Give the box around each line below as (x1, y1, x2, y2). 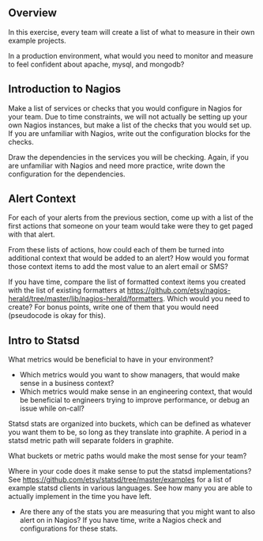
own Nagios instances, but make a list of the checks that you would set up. (8, 120, 252, 130)
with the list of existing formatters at (8, 286, 126, 295)
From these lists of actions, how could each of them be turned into (8, 245, 225, 255)
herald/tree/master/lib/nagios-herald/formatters (8, 294, 163, 304)
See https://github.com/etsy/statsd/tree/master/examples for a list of (8, 475, 232, 485)
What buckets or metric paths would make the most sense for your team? (8, 451, 247, 461)
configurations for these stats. (19, 524, 118, 533)
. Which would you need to (163, 294, 250, 304)
